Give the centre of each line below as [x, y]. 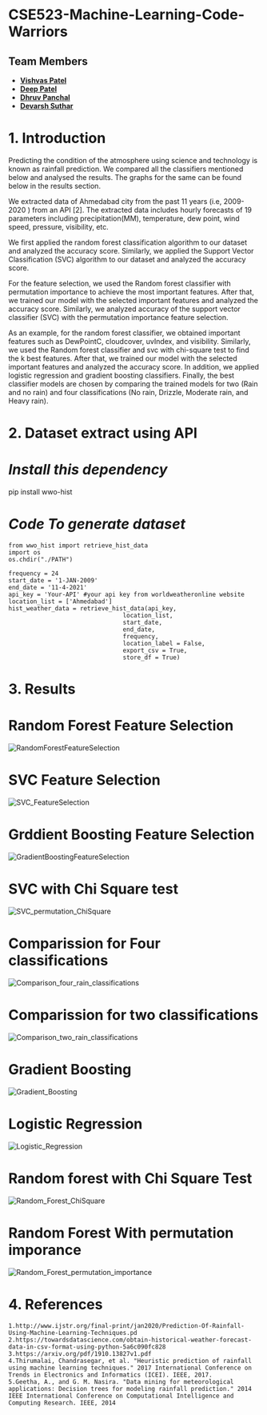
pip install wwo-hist [40, 492]
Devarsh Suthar [46, 106]
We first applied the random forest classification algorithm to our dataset [128, 242]
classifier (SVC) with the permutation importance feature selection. [119, 317]
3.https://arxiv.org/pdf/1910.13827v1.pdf [80, 1353]
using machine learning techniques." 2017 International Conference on [130, 1368]
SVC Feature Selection [85, 780]
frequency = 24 [34, 574]
